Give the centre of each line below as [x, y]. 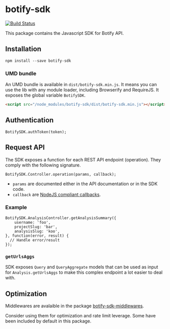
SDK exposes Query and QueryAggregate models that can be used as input [82, 267]
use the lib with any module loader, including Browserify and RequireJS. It [82, 90]
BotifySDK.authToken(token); [36, 132]
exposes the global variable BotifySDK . [46, 95]
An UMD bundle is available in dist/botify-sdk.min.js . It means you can [81, 85]
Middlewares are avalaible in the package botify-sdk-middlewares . [75, 306]
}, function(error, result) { [37, 236]
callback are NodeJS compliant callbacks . [57, 194]
